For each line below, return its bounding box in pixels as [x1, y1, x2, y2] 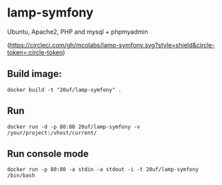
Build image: [7, 68, 62, 80]
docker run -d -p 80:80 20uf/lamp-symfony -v [7, 123, 140, 130]
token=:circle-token [7, 48, 63, 56]
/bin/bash [7, 172, 36, 179]
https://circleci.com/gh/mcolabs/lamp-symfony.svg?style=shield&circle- [9, 41, 215, 49]
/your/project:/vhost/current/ [7, 129, 97, 136]
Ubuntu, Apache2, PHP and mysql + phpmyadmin [7, 28, 148, 36]
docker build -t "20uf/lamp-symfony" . [7, 86, 122, 94]
